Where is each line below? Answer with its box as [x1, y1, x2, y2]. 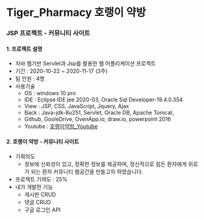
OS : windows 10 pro [24, 90, 76, 97]
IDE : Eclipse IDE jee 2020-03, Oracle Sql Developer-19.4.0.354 [24, 96, 183, 104]
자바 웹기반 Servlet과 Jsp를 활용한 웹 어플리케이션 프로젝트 [15, 60, 157, 67]
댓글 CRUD [24, 198, 52, 206]
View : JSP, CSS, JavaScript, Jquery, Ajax [24, 102, 129, 110]
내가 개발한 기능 [15, 183, 53, 190]
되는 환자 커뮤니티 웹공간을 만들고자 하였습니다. [30, 168, 143, 175]
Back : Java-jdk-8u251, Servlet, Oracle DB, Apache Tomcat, [24, 109, 174, 117]
